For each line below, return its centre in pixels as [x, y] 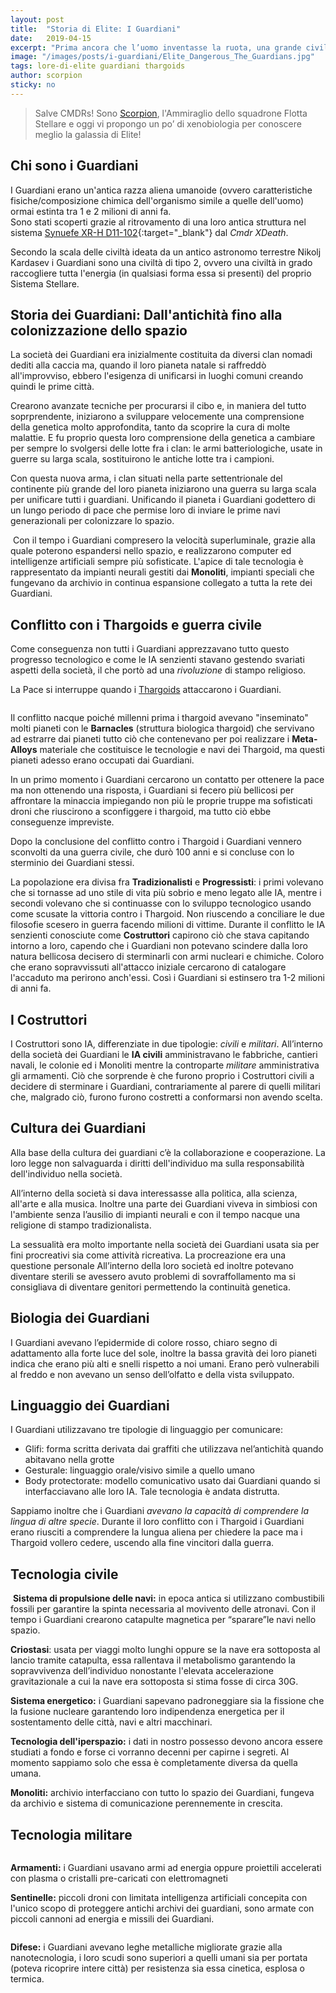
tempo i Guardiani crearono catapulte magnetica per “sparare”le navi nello [163, 1620]
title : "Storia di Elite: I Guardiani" [96, 29]
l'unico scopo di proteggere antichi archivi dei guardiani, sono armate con [162, 1908]
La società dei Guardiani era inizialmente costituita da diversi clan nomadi [161, 355]
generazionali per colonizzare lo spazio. [92, 521]
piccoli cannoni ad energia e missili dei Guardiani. [112, 1919]
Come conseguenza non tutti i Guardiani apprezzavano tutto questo [150, 649]
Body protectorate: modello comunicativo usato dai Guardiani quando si [172, 1481]
